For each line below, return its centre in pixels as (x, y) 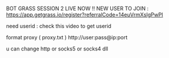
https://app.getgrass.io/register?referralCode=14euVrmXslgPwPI (85, 15)
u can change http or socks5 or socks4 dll (57, 49)
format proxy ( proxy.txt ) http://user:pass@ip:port (67, 37)
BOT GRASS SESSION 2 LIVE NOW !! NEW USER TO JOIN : (77, 8)
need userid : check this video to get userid (59, 26)
